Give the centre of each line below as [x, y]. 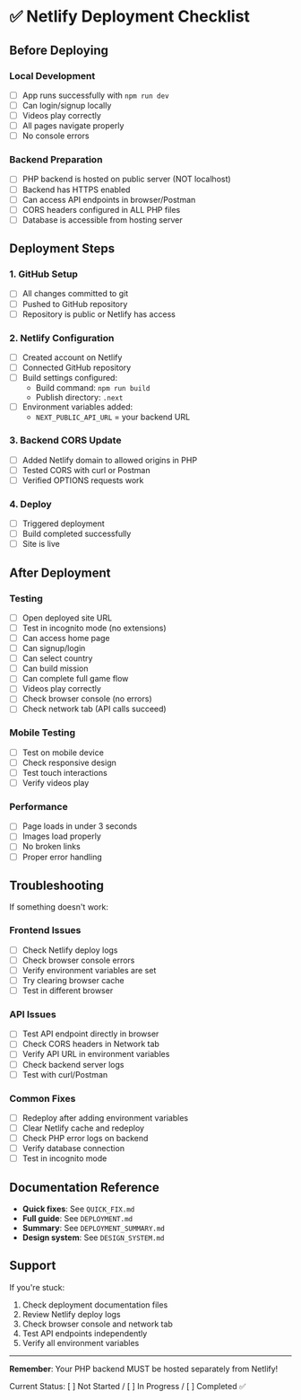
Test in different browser [68, 991]
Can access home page [66, 638]
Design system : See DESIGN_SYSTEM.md [93, 1237]
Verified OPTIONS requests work [83, 480]
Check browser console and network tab [97, 1324]
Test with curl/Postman [65, 1074]
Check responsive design [69, 762]
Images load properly [61, 836]
